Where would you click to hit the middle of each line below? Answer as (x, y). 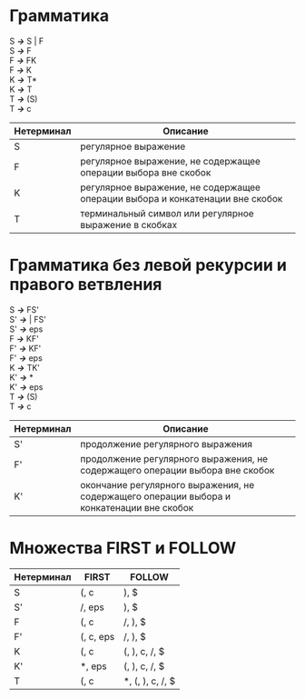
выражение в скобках (129, 225)
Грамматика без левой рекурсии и (148, 265)
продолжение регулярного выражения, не (174, 458)
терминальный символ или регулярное (167, 213)
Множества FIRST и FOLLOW (123, 549)
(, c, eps (98, 636)
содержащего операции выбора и (156, 496)
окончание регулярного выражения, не (167, 484)
